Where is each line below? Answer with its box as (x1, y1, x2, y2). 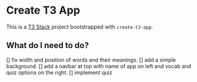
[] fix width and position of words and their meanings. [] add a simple (6, 56, 176, 63)
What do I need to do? (6, 40, 90, 51)
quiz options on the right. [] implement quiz (6, 69, 112, 76)
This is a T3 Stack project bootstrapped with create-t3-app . (6, 23, 153, 30)
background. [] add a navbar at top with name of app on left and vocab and (6, 62, 192, 70)
